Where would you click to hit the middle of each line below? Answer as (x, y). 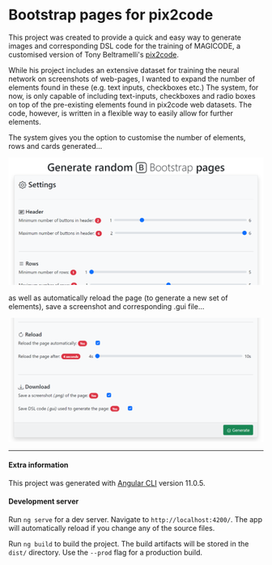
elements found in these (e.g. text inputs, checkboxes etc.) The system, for (134, 87)
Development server (44, 501)
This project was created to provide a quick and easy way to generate (125, 37)
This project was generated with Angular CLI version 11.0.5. (107, 482)
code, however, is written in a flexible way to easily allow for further (121, 113)
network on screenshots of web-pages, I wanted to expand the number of (132, 79)
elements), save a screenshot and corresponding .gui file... (106, 307)
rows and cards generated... (55, 146)
